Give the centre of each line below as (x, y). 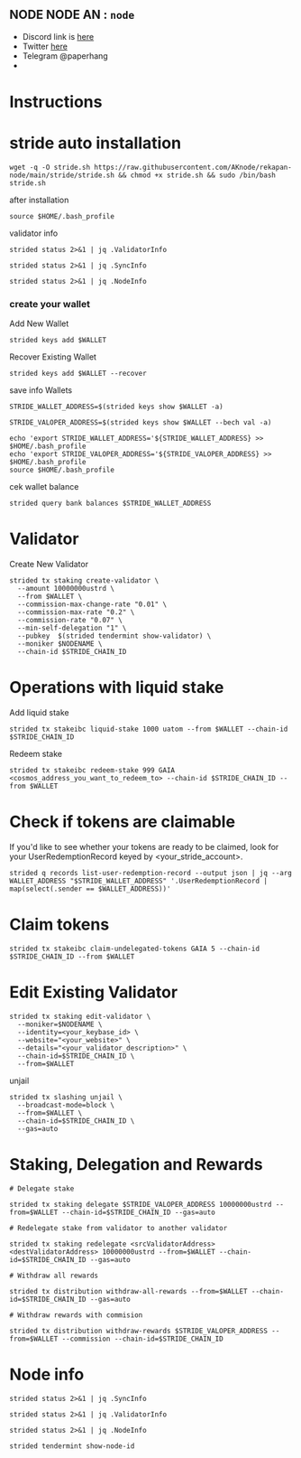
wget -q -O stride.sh (50, 167)
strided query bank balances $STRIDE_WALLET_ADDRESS (110, 504)
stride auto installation (96, 143)
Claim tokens (59, 925)
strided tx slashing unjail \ (66, 1097)
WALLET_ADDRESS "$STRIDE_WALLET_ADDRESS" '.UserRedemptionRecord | (139, 881)
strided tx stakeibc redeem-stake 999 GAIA (92, 771)
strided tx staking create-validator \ (84, 581)
